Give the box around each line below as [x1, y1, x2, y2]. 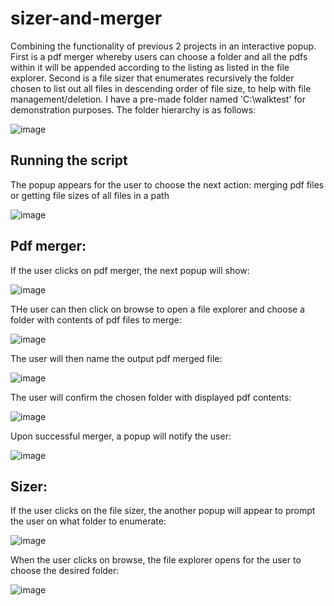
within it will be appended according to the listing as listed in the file [10, 61, 290, 73]
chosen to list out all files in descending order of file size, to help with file [10, 82, 312, 94]
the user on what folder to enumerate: [10, 515, 167, 527]
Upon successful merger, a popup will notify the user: [10, 430, 232, 442]
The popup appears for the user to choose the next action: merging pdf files [10, 178, 325, 191]
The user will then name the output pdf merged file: [10, 352, 223, 364]
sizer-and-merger [10, 7, 163, 30]
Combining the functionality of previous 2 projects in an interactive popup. [10, 40, 317, 52]
